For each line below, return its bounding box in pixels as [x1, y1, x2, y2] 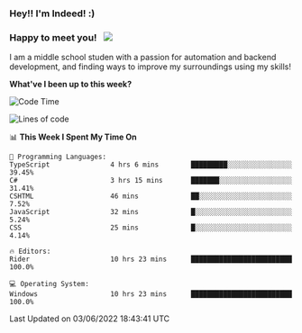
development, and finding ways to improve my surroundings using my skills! [9, 61, 291, 72]
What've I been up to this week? [9, 79, 133, 90]
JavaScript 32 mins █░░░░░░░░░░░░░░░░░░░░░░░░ [9, 208, 293, 217]
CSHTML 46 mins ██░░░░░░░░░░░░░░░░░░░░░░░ [9, 192, 293, 201]
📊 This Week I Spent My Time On [9, 131, 137, 142]
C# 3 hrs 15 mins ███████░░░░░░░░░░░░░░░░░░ [9, 176, 293, 185]
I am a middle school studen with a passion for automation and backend [9, 52, 277, 63]
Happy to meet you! [9, 31, 97, 43]
